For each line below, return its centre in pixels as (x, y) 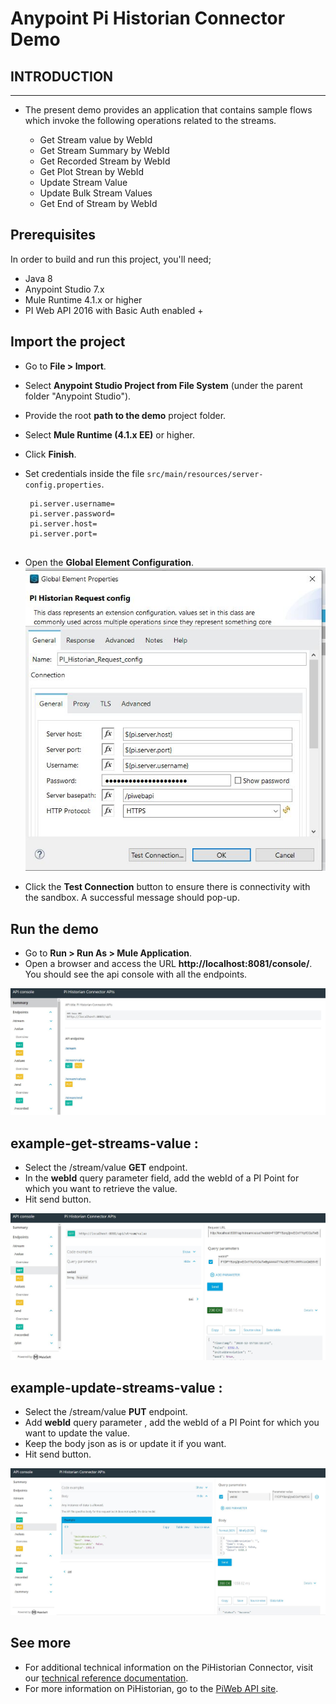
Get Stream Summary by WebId (104, 150)
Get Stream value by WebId (96, 140)
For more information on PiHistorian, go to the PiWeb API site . (151, 1688)
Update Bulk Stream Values (96, 193)
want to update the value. (77, 1433)
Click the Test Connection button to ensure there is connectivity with (167, 887)
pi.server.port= (63, 533)
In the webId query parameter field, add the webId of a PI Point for (162, 1178)
